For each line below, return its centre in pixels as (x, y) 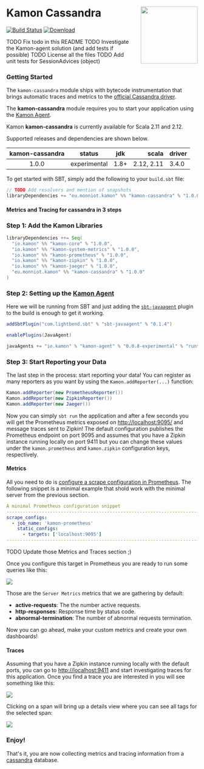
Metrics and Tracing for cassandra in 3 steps (64, 210)
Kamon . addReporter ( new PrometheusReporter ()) (65, 393)
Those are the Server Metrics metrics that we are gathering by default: (95, 594)
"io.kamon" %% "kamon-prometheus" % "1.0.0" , (70, 255)
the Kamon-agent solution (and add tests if (60, 48)
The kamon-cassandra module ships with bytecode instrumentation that (94, 90)
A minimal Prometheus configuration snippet (63, 506)
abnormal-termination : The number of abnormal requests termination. (104, 618)
